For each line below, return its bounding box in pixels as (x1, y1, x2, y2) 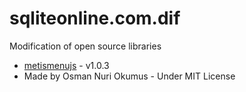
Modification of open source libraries (9, 40, 162, 52)
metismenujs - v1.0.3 (23, 59, 110, 71)
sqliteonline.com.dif (9, 7, 181, 30)
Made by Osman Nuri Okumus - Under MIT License (23, 70, 236, 82)
